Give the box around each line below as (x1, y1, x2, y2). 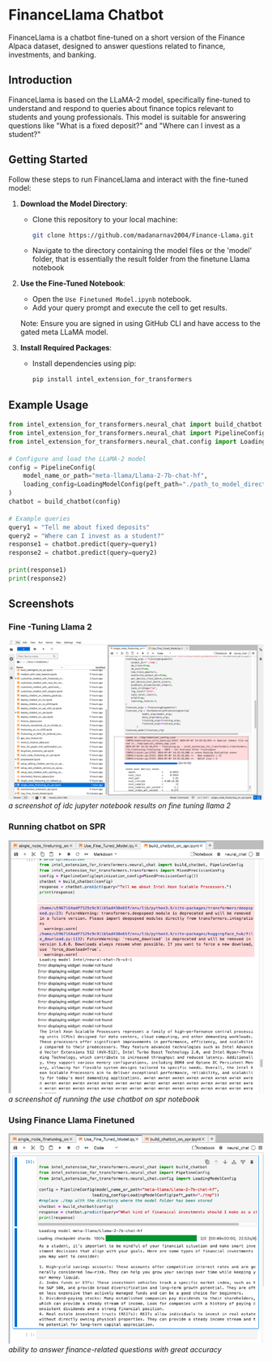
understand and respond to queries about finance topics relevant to (8, 103, 234, 113)
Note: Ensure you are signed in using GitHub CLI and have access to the (19, 319, 261, 329)
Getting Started (8, 153, 88, 167)
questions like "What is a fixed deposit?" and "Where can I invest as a (8, 120, 240, 131)
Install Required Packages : (19, 343, 112, 353)
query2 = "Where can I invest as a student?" (8, 531, 164, 540)
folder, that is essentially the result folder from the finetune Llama (32, 254, 250, 264)
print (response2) (8, 574, 67, 582)
